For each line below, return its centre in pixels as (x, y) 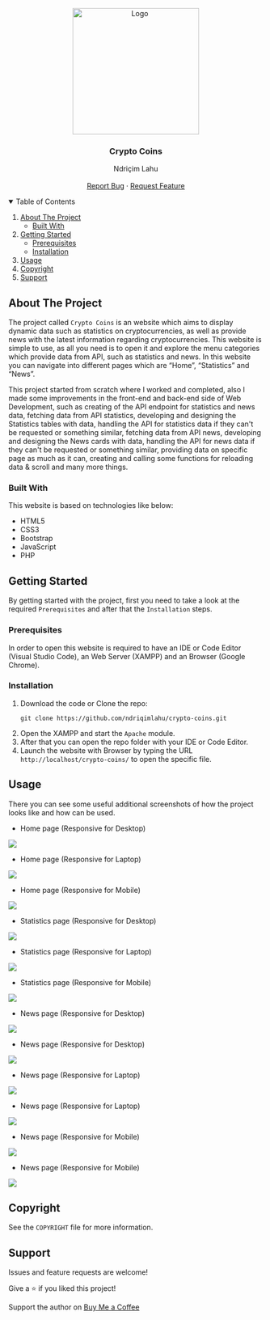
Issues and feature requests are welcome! (78, 1272)
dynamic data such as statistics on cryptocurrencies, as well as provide (127, 331)
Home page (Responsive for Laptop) (80, 859)
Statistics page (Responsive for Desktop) (88, 920)
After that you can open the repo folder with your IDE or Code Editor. (134, 742)
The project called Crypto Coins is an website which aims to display (121, 323)
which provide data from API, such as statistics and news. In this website (130, 357)
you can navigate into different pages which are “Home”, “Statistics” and (129, 366)
